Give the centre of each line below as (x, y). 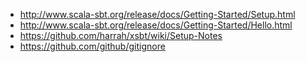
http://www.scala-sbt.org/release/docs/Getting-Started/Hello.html (156, 25)
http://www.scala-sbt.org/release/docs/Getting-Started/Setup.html (157, 14)
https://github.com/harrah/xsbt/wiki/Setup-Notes (121, 35)
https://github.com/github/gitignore (92, 46)
